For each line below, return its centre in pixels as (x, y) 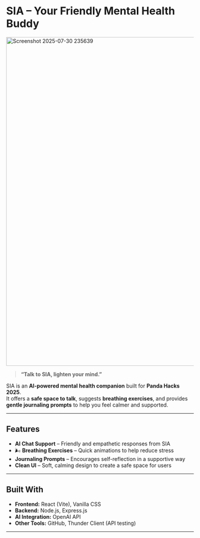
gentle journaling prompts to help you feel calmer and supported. (87, 405)
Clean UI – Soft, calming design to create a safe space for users (93, 465)
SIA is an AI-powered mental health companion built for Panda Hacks (93, 386)
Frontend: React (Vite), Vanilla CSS (58, 504)
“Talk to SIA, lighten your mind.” (61, 374)
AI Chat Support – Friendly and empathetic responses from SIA (93, 444)
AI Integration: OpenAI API (48, 517)
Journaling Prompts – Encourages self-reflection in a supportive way (100, 459)
